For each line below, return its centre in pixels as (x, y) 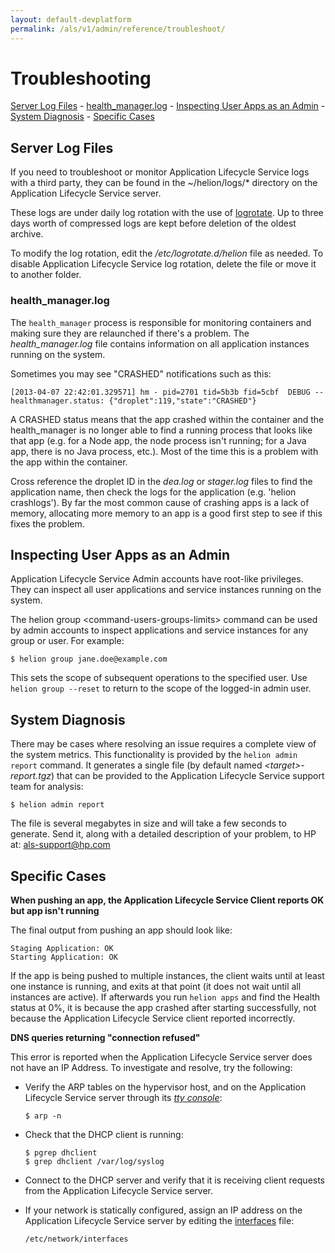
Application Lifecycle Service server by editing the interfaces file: (159, 1220)
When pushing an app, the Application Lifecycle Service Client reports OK (167, 900)
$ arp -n (43, 1116)
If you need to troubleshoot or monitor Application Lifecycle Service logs (160, 172)
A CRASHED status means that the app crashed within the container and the (167, 419)
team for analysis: (47, 787)
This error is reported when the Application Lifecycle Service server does (161, 1057)
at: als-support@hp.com (60, 845)
